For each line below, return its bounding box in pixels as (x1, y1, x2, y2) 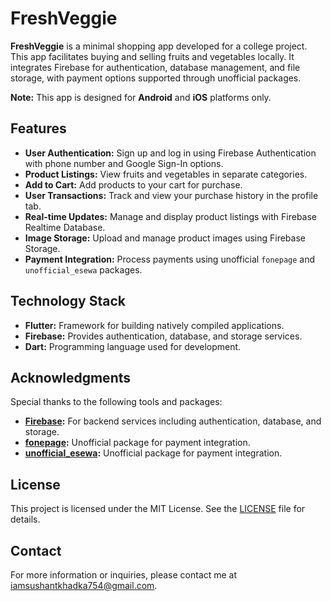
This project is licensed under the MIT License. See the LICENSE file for (10, 503, 306, 515)
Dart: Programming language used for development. (24, 340, 242, 352)
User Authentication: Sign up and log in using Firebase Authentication (24, 147, 317, 159)
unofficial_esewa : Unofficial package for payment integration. (24, 447, 283, 459)
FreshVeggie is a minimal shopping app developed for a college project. (10, 40, 308, 52)
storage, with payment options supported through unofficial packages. (10, 72, 302, 84)
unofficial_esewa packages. (24, 263, 143, 276)
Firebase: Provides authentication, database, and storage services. (24, 330, 303, 342)
